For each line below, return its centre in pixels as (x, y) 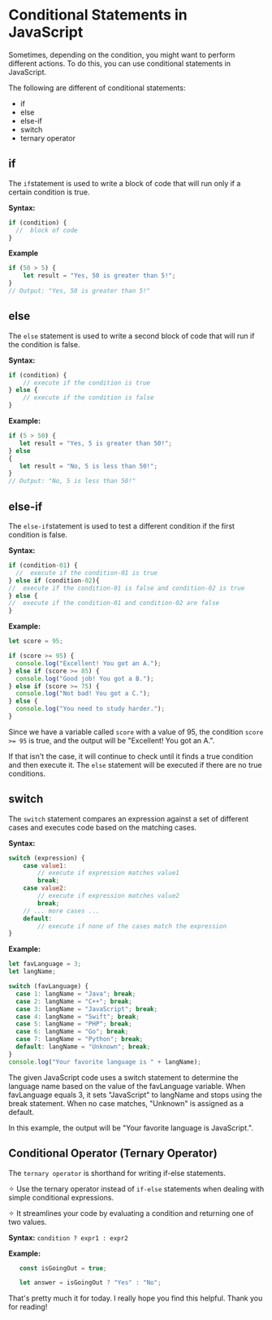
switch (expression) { (47, 858)
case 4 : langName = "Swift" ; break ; (78, 1017)
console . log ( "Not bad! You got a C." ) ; (83, 694)
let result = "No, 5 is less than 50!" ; (89, 466)
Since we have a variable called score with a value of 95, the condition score (136, 732)
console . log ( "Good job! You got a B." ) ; (85, 678)
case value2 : (45, 888)
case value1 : (45, 865)
